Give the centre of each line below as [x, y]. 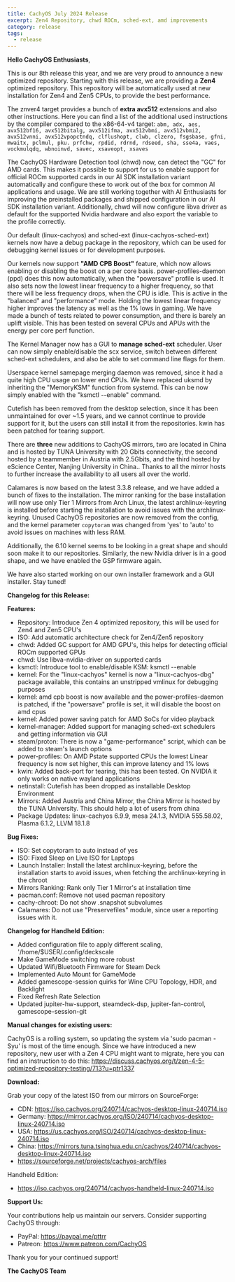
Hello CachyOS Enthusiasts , [49, 60]
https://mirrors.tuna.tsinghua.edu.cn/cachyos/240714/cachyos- [129, 1146]
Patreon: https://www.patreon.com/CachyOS [82, 1244]
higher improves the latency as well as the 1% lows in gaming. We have [109, 308]
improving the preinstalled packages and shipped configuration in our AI [111, 200]
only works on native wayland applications [79, 779]
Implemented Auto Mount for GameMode [77, 975]
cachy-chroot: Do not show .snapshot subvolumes [90, 903]
